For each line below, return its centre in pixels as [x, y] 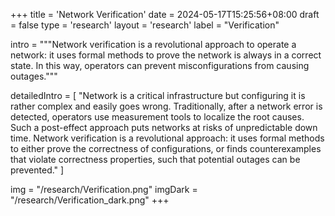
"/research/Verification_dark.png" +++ [90, 200]
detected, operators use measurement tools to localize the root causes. [157, 117]
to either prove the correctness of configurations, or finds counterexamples [166, 148]
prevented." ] [37, 170]
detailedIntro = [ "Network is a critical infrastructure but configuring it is [158, 95]
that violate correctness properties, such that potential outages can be [155, 159]
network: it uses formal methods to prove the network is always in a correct [166, 55]
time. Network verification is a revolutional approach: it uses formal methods [167, 138]
